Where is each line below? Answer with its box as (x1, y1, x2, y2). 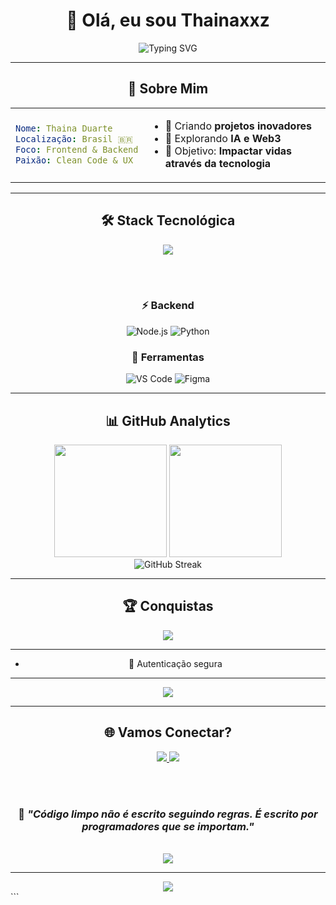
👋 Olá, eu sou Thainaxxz (66, 9, 270, 32)
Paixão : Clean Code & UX (15, 154, 134, 166)
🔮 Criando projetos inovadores (164, 119, 313, 133)
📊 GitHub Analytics (105, 412, 231, 429)
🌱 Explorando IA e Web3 (164, 131, 282, 145)
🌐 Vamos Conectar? (104, 724, 232, 741)
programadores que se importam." (81, 819, 255, 833)
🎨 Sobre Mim (127, 80, 209, 98)
